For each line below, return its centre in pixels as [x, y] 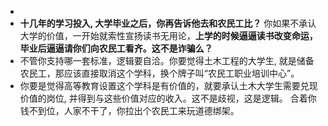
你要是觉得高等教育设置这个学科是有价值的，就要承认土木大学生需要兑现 [168, 85]
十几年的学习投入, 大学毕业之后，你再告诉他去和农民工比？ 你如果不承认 [168, 23]
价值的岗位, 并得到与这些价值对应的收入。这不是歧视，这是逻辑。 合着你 [168, 98]
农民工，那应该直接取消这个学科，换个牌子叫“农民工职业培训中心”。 [159, 73]
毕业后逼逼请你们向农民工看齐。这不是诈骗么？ [116, 48]
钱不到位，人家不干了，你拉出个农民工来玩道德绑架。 [129, 110]
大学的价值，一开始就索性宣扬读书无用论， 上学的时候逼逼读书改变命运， [168, 35]
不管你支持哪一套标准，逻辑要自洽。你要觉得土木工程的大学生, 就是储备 [167, 60]
